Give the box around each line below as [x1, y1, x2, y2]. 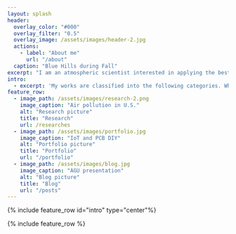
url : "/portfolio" [20, 154, 74, 162]
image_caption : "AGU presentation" [20, 167, 124, 174]
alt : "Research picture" [20, 108, 93, 115]
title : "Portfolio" [20, 148, 77, 155]
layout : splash [7, 10, 52, 18]
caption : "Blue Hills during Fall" [13, 63, 118, 70]
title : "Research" [20, 115, 74, 122]
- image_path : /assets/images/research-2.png [13, 96, 150, 103]
